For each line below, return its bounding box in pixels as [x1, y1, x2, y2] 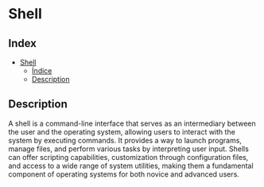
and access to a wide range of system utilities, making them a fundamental [8, 161, 254, 170]
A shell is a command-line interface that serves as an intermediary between [8, 119, 256, 128]
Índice [31, 66, 52, 76]
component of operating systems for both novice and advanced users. [8, 169, 240, 179]
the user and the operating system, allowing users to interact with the [8, 127, 236, 136]
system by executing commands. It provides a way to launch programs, [8, 135, 243, 145]
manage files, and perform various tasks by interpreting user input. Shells [8, 144, 249, 154]
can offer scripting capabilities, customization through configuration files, [8, 152, 249, 162]
